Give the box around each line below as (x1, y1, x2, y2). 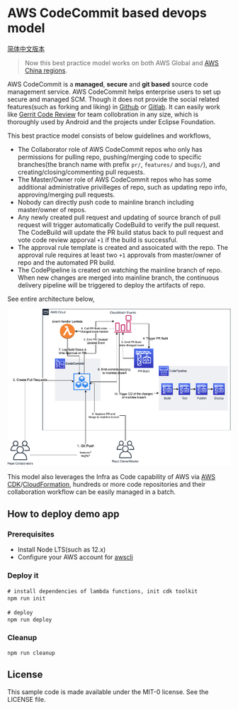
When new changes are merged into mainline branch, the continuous (17, 273, 220, 282)
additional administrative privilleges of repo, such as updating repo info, (17, 182, 227, 191)
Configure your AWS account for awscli (17, 553, 133, 561)
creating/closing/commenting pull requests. (17, 167, 145, 176)
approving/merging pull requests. (17, 190, 115, 199)
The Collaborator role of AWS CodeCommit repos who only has (17, 145, 203, 153)
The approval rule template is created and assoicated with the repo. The (17, 243, 229, 251)
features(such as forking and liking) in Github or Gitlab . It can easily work (7, 102, 221, 111)
